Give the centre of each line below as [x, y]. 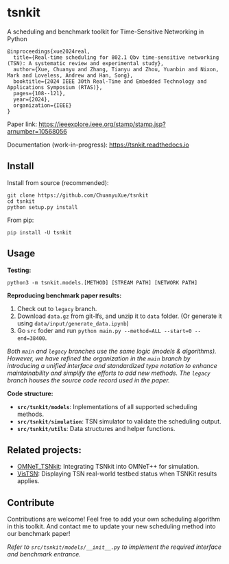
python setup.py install [43, 207]
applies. [28, 481]
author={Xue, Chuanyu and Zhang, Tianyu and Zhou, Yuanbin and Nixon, [116, 69]
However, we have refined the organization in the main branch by [99, 358]
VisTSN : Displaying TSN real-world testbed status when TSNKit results [117, 474]
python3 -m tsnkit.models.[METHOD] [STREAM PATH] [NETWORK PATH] [102, 282]
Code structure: [30, 393]
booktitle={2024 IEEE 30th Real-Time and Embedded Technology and [110, 81]
